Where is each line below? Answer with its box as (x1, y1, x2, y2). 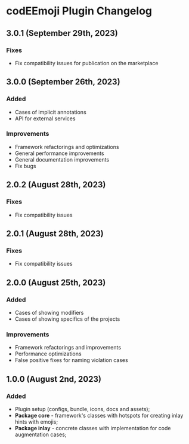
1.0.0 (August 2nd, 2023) (6, 374, 101, 384)
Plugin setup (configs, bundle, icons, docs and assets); (14, 405, 150, 412)
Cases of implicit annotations (14, 108, 86, 115)
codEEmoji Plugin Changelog (6, 4, 153, 18)
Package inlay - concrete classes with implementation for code (14, 424, 171, 431)
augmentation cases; (14, 431, 67, 438)
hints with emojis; (14, 418, 58, 425)
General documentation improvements (14, 156, 109, 163)
